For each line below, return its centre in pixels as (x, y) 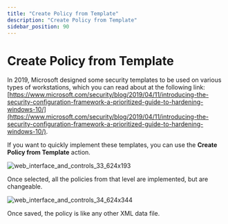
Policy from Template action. (49, 153)
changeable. (25, 187)
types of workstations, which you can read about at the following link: (106, 87)
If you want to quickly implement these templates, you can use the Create (112, 145)
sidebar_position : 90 (38, 26)
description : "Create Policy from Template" (72, 20)
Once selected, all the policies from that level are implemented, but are (108, 179)
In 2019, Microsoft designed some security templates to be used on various (114, 80)
